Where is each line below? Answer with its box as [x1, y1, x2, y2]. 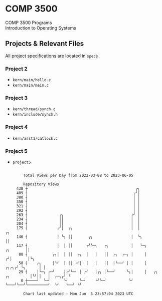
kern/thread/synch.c [12, 107, 56, 112]
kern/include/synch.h [12, 112, 58, 117]
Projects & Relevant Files [5, 40, 84, 48]
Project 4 [5, 124, 28, 131]
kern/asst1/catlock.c [12, 136, 58, 141]
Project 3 [5, 94, 28, 101]
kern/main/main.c [12, 83, 49, 88]
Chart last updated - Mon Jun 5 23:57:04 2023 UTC [23, 291, 134, 296]
